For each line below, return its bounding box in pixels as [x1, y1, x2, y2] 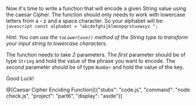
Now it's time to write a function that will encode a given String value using [6, 5, 187, 12]
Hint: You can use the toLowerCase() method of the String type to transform [6, 34, 188, 40]
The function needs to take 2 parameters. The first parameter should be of [6, 51, 186, 58]
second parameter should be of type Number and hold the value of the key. [6, 64, 184, 71]
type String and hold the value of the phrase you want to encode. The [6, 58, 176, 64]
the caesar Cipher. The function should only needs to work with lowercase [6, 11, 185, 18]
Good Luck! [6, 75, 34, 82]
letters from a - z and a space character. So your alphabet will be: [6, 17, 164, 24]
